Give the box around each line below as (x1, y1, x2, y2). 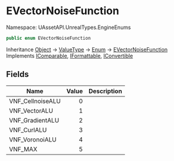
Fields (6, 69, 29, 79)
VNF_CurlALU (9, 125, 47, 134)
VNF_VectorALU (9, 107, 53, 115)
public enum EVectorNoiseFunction (6, 35, 91, 41)
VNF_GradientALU (9, 116, 60, 124)
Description (88, 87, 123, 95)
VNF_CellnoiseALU (9, 96, 61, 105)
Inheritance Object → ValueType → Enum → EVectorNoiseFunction (6, 46, 168, 53)
